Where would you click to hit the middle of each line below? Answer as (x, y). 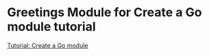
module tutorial (51, 27)
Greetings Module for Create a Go (104, 12)
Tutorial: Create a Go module (48, 45)
